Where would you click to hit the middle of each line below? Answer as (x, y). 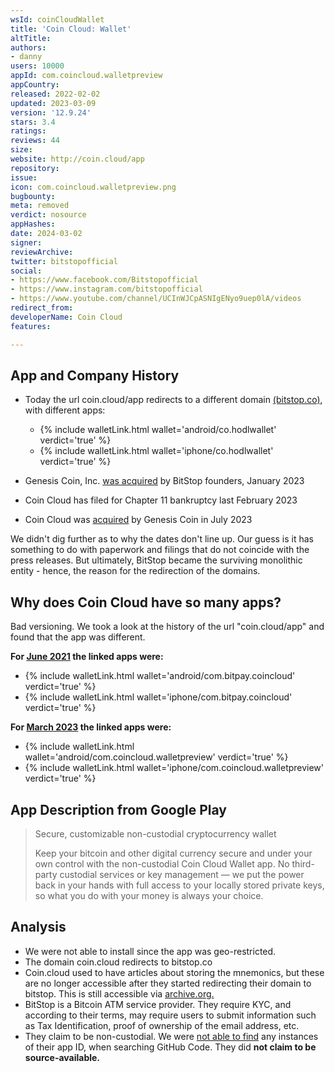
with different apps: (65, 410)
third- (303, 863)
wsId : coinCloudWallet (57, 19)
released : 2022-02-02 (55, 94)
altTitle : (31, 38)
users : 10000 (37, 66)
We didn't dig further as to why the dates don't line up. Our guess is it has (162, 539)
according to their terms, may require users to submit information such (170, 1015)
